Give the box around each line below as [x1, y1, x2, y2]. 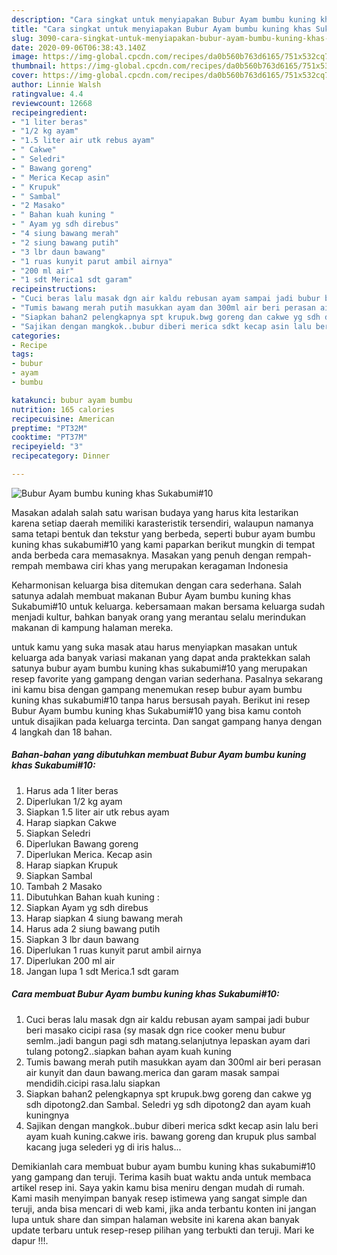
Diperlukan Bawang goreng [25, 837, 139, 850]
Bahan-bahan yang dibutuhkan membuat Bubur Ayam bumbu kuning [11, 749, 307, 761]
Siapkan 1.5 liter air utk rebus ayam [25, 806, 170, 818]
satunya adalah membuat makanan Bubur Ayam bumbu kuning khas [11, 589, 292, 601]
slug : [11, 33, 34, 43]
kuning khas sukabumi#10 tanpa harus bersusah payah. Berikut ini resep [11, 694, 311, 706]
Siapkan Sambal [25, 869, 93, 881]
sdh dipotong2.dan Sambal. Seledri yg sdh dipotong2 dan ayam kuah [25, 1098, 311, 1110]
